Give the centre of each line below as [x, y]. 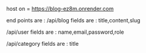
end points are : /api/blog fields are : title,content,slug [74, 20]
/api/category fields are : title [43, 44]
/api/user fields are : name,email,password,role [65, 32]
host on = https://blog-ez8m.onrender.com [60, 9]
